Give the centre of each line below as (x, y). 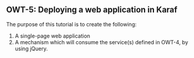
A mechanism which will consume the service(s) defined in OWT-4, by (101, 42)
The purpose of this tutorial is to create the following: (72, 24)
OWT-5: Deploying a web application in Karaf (92, 10)
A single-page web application (53, 36)
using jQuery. (31, 48)
